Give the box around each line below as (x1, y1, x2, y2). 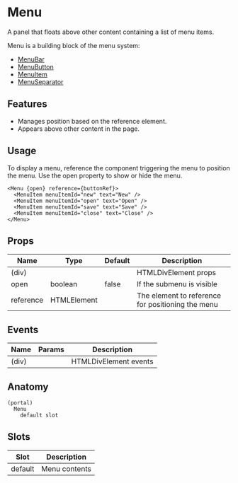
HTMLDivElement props (137, 268, 217, 278)
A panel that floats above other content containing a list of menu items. (7, 28, 215, 36)
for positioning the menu (137, 300, 218, 310)
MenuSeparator (17, 77, 64, 86)
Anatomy (7, 380, 49, 392)
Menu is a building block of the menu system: (7, 41, 140, 50)
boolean (50, 279, 78, 289)
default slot (20, 412, 59, 419)
